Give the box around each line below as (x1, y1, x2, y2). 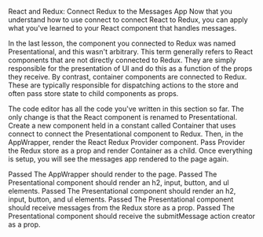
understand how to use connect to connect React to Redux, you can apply (8, 15, 249, 24)
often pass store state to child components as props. (8, 89, 179, 98)
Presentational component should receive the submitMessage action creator (8, 212, 256, 220)
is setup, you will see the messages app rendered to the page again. (8, 154, 229, 164)
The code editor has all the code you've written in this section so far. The (8, 104, 245, 113)
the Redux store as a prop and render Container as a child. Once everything (8, 146, 253, 155)
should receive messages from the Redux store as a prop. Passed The (8, 203, 236, 212)
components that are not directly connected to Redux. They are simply (8, 55, 236, 65)
